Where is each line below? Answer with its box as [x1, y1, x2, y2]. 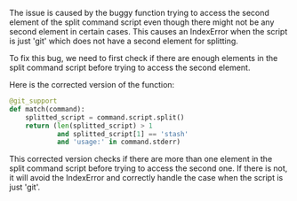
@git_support [9, 97, 58, 105]
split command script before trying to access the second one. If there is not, [9, 163, 288, 174]
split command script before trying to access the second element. [9, 62, 251, 73]
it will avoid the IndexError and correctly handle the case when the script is [9, 173, 284, 183]
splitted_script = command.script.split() [25, 112, 185, 122]
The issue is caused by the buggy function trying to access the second [9, 8, 269, 18]
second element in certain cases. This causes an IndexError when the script [9, 27, 288, 36]
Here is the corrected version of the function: [9, 80, 175, 89]
